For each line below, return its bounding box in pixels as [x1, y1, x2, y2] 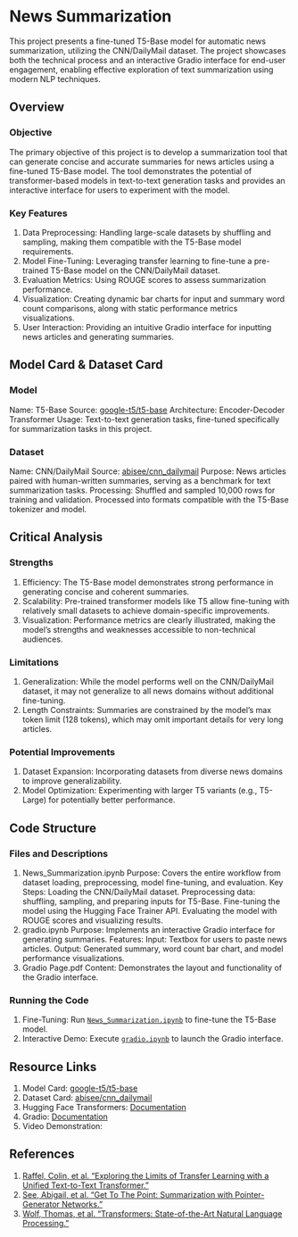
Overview [9, 100, 65, 115]
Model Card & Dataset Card [9, 357, 163, 372]
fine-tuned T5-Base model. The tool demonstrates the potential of [9, 165, 252, 176]
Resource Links [9, 1059, 97, 1075]
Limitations [9, 656, 60, 668]
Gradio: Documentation [21, 1111, 109, 1122]
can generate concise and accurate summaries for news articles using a [9, 156, 275, 167]
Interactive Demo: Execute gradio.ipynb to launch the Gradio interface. [21, 1034, 284, 1044]
